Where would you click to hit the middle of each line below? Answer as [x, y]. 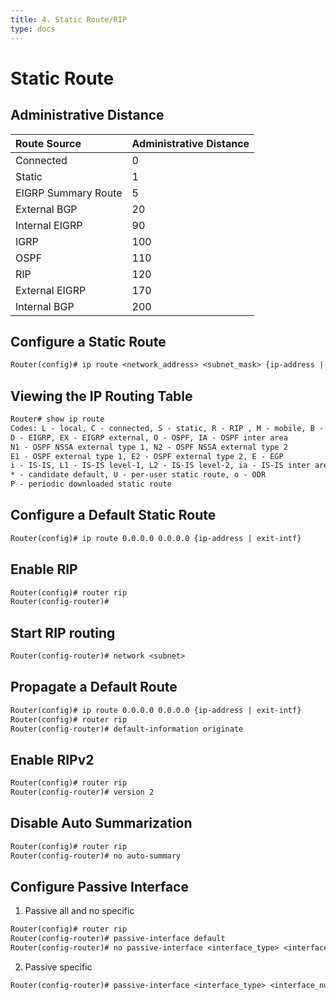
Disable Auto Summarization [101, 823]
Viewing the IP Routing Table [101, 396]
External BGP [46, 209]
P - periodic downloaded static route [91, 484]
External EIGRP [51, 290]
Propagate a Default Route [94, 687]
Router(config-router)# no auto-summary [96, 856]
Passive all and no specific [79, 911]
